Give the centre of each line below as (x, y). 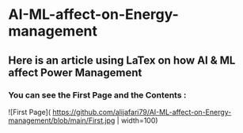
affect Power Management (75, 72)
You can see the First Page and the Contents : (97, 94)
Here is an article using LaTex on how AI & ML (122, 60)
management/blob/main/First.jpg (62, 120)
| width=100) (137, 120)
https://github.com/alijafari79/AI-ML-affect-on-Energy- (142, 112)
